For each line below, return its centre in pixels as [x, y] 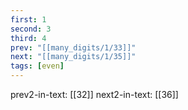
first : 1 [28, 19]
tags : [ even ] [37, 66]
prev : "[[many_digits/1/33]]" [73, 47]
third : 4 [28, 38]
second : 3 [31, 29]
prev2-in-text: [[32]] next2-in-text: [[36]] [94, 94]
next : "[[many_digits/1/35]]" [73, 57]
